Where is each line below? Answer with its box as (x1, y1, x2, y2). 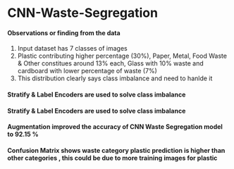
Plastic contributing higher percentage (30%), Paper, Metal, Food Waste (17, 51, 228, 61)
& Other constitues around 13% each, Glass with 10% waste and (17, 59, 204, 68)
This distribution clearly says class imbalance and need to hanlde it (17, 74, 213, 82)
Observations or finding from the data (7, 28, 121, 37)
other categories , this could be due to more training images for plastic (7, 154, 218, 162)
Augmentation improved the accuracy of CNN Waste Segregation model (7, 123, 223, 131)
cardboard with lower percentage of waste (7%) (17, 67, 157, 75)
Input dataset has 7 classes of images (17, 44, 128, 53)
